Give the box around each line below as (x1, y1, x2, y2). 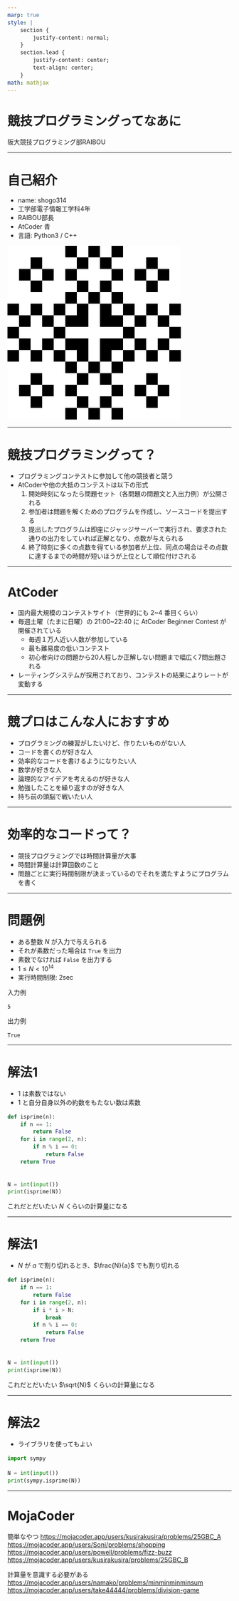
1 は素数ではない (17, 1089, 66, 1097)
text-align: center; (33, 64, 94, 71)
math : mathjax (7, 79, 50, 86)
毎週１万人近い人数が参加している (28, 635, 129, 644)
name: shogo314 (17, 196, 67, 204)
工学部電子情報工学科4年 (17, 204, 91, 213)
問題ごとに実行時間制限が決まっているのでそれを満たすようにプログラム (17, 869, 230, 878)
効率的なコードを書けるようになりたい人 (17, 757, 137, 765)
